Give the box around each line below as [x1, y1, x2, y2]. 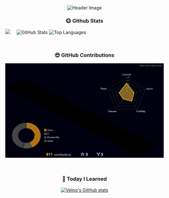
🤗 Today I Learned [62, 175, 107, 182]
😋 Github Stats [65, 17, 104, 24]
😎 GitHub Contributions [54, 51, 115, 58]
